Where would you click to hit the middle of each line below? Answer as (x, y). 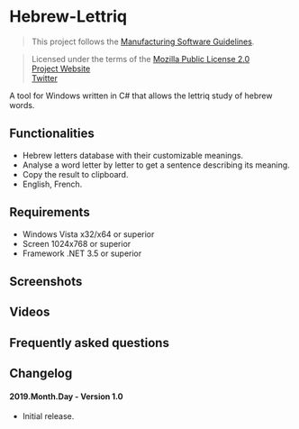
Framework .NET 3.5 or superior (82, 253)
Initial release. (48, 416)
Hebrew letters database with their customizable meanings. (133, 155)
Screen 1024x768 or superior (77, 243)
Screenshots (46, 281)
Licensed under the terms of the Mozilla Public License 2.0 (140, 59)
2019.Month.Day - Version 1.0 (66, 396)
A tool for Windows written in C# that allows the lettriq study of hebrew (141, 96)
